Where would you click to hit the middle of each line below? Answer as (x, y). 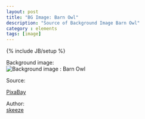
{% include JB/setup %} (36, 51)
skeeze (15, 110)
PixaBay (16, 92)
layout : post (22, 12)
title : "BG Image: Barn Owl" (42, 17)
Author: (16, 104)
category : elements (32, 28)
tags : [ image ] (24, 34)
